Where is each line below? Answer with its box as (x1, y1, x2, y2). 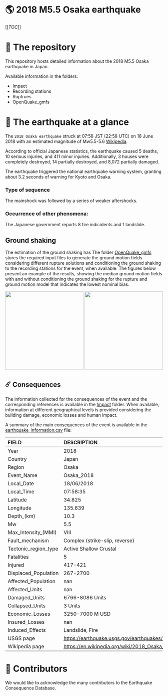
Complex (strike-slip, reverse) (63, 537, 135, 544)
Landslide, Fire (63, 627, 98, 634)
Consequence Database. (5, 685, 56, 691)
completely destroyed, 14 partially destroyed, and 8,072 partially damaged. (5, 158, 159, 164)
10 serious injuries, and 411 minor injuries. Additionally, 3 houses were (5, 153, 149, 159)
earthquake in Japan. (5, 63, 49, 69)
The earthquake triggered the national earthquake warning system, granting (5, 168, 161, 175)
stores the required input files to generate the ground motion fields (5, 255, 142, 261)
